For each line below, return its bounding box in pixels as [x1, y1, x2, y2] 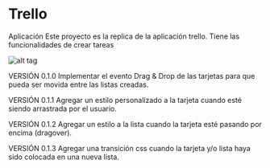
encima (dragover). [8, 128, 73, 137]
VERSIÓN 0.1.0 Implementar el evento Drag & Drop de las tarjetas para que [8, 71, 255, 80]
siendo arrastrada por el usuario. [8, 104, 117, 113]
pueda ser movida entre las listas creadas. [8, 80, 149, 89]
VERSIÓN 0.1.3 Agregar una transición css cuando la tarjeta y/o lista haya [8, 143, 251, 153]
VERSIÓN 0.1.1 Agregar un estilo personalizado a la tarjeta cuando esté [8, 95, 242, 104]
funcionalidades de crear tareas [8, 39, 114, 49]
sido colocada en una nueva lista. [8, 152, 119, 162]
